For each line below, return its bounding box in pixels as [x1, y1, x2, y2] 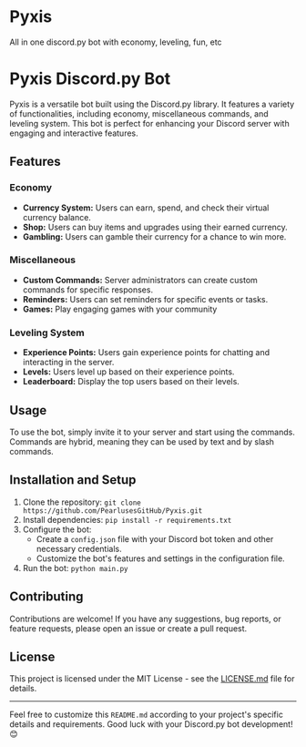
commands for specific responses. [22, 284, 153, 295]
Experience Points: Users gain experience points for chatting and [22, 347, 270, 358]
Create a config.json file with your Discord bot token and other [36, 533, 274, 544]
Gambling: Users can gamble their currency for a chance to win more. [22, 230, 287, 242]
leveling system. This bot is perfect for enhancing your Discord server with [9, 118, 290, 128]
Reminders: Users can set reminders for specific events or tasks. [22, 293, 269, 304]
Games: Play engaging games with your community [22, 303, 218, 314]
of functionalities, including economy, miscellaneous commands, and [9, 107, 269, 119]
